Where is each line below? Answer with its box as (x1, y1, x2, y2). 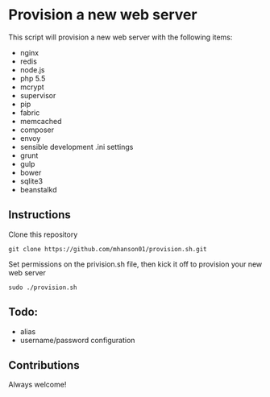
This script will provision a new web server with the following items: (8, 32, 233, 42)
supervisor (19, 90, 56, 100)
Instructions (8, 208, 71, 222)
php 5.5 (19, 73, 46, 83)
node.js (19, 64, 46, 74)
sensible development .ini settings (19, 142, 134, 151)
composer (19, 125, 55, 134)
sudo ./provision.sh (8, 283, 78, 292)
